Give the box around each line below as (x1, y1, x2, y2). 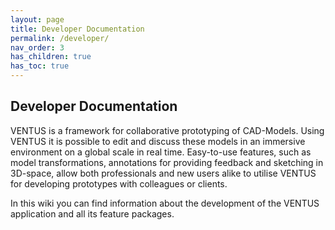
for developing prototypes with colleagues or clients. (10, 177, 228, 190)
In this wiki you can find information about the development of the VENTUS (10, 197, 320, 209)
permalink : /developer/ (10, 33, 110, 43)
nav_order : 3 (10, 42, 65, 53)
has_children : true (10, 52, 92, 62)
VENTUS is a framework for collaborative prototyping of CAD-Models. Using (10, 124, 325, 136)
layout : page (10, 14, 65, 25)
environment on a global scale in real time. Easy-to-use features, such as (10, 146, 312, 158)
